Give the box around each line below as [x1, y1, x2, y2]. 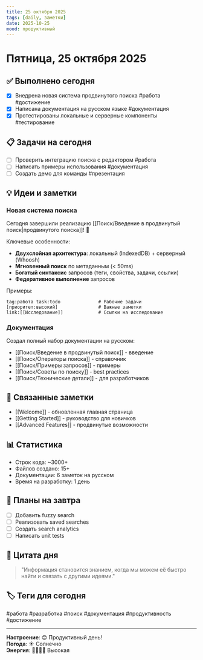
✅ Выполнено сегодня [6, 76, 95, 86]
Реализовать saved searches [14, 518, 89, 526]
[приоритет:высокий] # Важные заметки [6, 304, 142, 311]
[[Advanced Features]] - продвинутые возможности [14, 421, 148, 429]
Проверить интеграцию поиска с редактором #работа [14, 156, 156, 163]
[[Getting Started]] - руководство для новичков [14, 415, 136, 422]
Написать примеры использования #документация [14, 163, 149, 170]
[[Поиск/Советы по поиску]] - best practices [14, 368, 129, 375]
